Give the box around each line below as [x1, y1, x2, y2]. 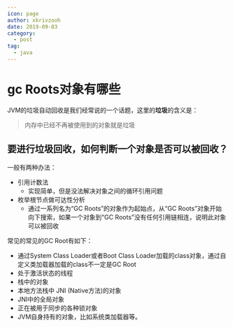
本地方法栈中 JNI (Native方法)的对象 [17, 286, 122, 294]
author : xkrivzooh [7, 17, 61, 24]
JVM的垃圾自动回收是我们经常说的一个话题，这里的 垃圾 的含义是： [7, 106, 199, 114]
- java [13, 50, 33, 57]
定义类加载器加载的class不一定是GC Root [17, 260, 136, 268]
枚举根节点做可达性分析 [17, 195, 85, 203]
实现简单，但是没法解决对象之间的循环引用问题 [27, 187, 163, 195]
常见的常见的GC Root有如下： [7, 236, 93, 245]
